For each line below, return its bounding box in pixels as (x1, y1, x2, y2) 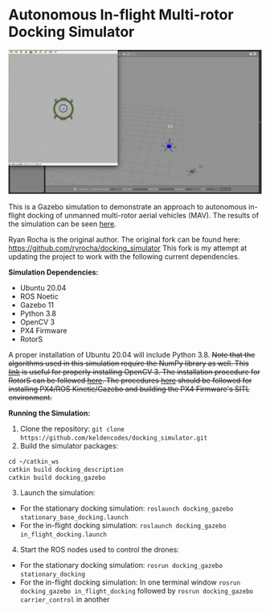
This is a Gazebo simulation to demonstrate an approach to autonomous (8, 202, 247, 212)
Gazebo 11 (19, 300, 55, 310)
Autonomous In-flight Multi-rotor (8, 6, 235, 24)
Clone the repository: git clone (19, 424, 125, 434)
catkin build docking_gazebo (8, 473, 106, 482)
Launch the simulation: (19, 488, 96, 498)
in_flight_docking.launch (19, 531, 107, 539)
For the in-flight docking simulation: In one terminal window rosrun (19, 577, 241, 587)
